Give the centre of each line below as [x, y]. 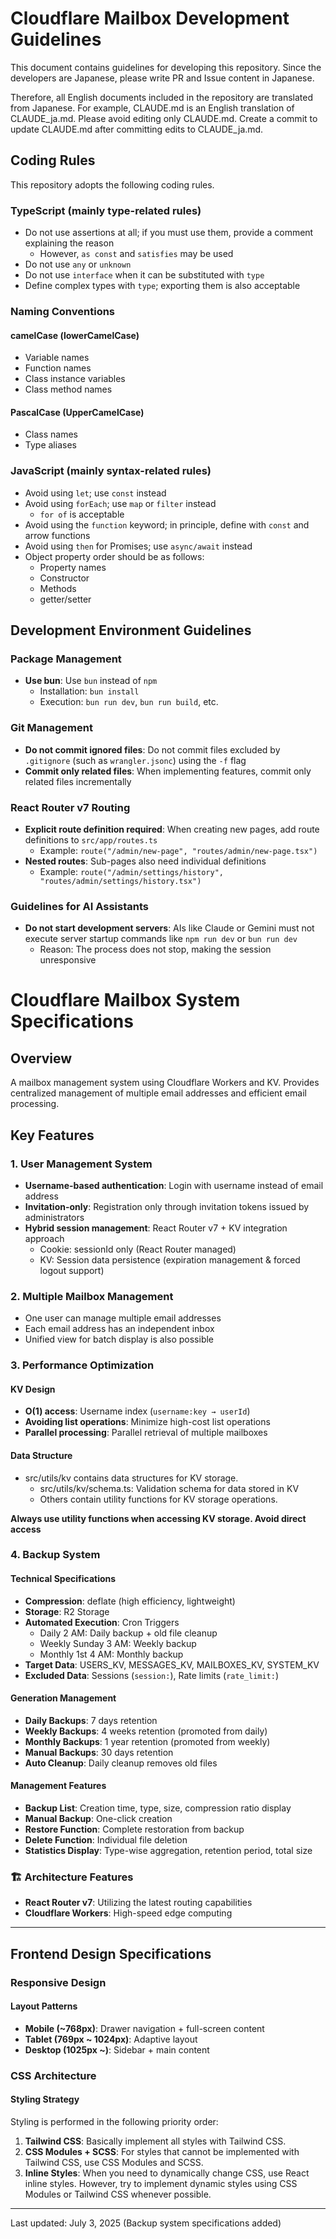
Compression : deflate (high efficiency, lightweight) [130, 1601]
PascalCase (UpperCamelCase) [77, 412]
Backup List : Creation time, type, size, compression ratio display [158, 1808]
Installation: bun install [89, 691]
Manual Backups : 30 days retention [99, 1752]
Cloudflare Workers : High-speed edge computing [128, 1913]
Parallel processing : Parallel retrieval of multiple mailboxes [146, 1433]
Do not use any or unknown [78, 264]
